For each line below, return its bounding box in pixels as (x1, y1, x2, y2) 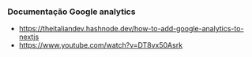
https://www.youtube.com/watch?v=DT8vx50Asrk (18, 41, 183, 50)
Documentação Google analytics (7, 6, 136, 17)
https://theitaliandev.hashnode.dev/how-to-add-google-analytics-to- (18, 24, 244, 34)
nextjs (18, 32, 39, 41)
